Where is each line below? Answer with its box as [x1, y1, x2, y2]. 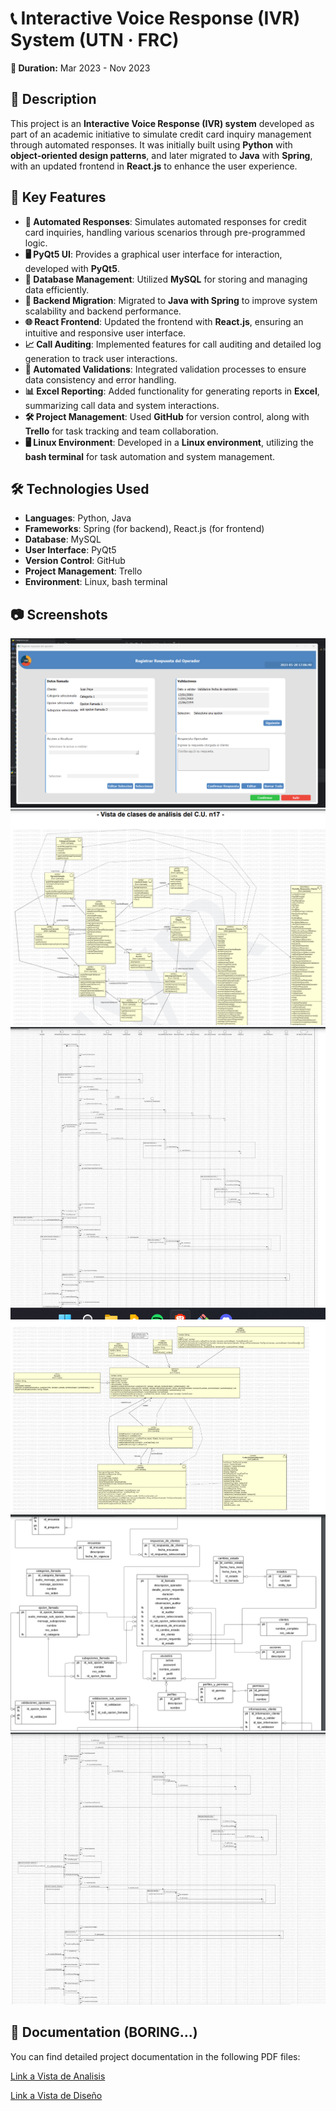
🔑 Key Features [10, 189, 107, 206]
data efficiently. [24, 283, 90, 296]
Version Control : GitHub [24, 555, 126, 567]
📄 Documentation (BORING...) [10, 2024, 198, 2041]
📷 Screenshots [10, 606, 108, 623]
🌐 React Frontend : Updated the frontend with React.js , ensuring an [24, 315, 304, 327]
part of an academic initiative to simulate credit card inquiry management [10, 128, 312, 140]
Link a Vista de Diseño [10, 2089, 103, 2101]
